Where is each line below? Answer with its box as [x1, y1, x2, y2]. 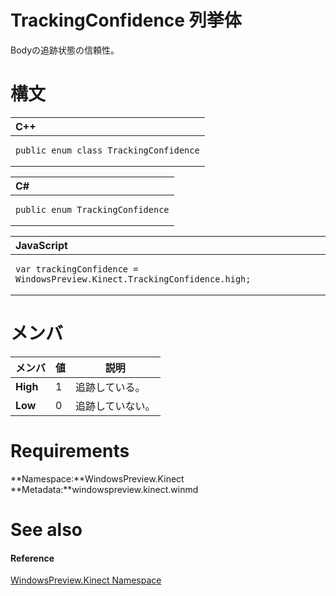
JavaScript [15, 238, 68, 252]
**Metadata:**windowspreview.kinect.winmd [10, 483, 199, 495]
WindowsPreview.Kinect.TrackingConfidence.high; [15, 273, 252, 285]
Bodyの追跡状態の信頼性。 [10, 44, 120, 56]
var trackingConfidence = [15, 263, 139, 275]
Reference [10, 552, 55, 564]
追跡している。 [75, 380, 146, 394]
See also [10, 518, 83, 541]
